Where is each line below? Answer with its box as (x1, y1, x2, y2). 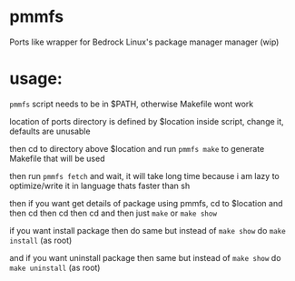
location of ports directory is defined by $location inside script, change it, (9, 115, 284, 126)
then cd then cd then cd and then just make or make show (9, 207, 218, 218)
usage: (9, 68, 64, 89)
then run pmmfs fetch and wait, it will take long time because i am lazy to (9, 170, 280, 181)
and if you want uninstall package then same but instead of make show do (9, 252, 281, 263)
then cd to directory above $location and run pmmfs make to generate (9, 143, 265, 154)
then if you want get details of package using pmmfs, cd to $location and (9, 197, 283, 208)
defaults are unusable (9, 125, 91, 136)
